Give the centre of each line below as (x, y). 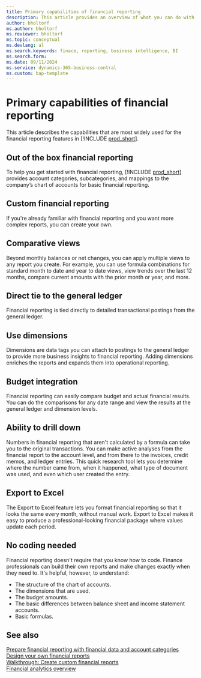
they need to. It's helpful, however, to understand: (68, 573)
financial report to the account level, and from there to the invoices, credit (97, 455)
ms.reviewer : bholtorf (34, 34)
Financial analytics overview (41, 669)
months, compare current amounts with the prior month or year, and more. (98, 277)
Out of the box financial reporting (70, 158)
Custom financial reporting (58, 204)
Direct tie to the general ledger (64, 296)
